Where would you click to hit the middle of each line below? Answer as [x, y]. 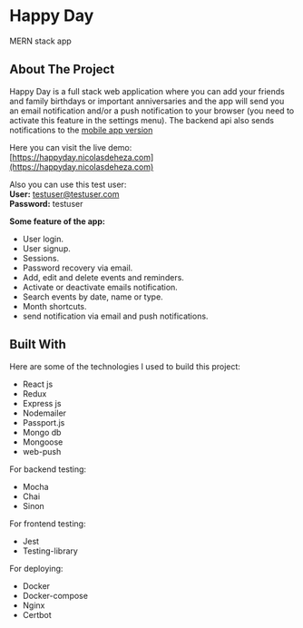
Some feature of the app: [58, 221]
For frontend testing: [48, 524]
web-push [42, 451]
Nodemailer [44, 413]
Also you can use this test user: [68, 184]
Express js [42, 403]
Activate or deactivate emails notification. [100, 287]
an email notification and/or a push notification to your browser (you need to [152, 111]
